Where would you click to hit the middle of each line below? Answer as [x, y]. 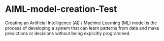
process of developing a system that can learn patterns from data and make [82, 28]
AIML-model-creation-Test [61, 9]
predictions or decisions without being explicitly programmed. [68, 33]
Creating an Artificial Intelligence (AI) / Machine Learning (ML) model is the [81, 23]
